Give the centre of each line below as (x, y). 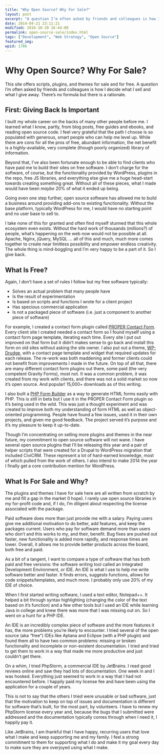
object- (150, 409)
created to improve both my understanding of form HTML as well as (73, 409)
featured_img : (20, 42)
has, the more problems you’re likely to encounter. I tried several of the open (82, 630)
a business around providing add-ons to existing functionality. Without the (80, 203)
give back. (15, 255)
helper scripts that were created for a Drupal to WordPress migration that (79, 450)
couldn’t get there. (24, 656)
